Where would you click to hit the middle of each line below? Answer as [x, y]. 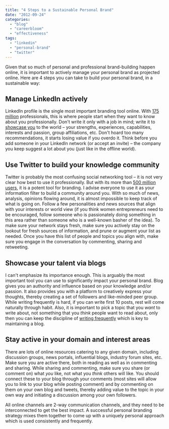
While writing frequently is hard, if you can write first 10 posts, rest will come [85, 302]
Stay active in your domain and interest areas [78, 339]
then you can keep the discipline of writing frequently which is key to [77, 318]
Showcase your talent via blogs [55, 263]
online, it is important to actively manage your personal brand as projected [82, 72]
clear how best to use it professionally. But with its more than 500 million [81, 183]
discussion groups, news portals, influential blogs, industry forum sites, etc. [84, 357]
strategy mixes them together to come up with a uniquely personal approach [85, 415]
